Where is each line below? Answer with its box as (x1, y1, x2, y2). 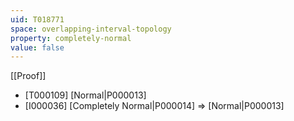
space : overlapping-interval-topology (10, 24, 172, 34)
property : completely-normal (10, 33, 132, 43)
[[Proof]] (10, 70, 47, 82)
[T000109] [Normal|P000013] (24, 89, 147, 101)
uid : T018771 (10, 14, 65, 25)
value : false (10, 42, 65, 53)
